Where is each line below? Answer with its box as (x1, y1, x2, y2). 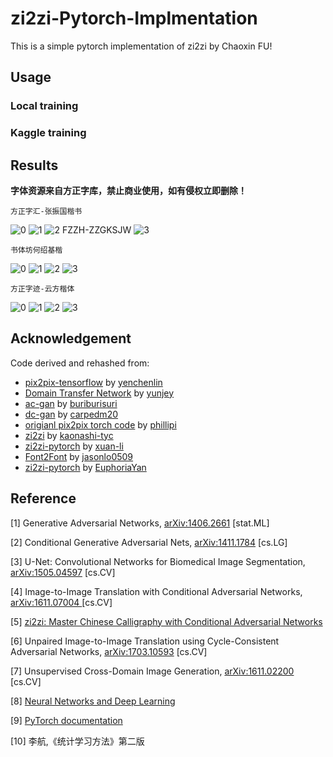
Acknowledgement (10, 330, 132, 347)
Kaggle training (10, 126, 87, 140)
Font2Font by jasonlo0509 (24, 450, 134, 462)
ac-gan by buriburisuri (24, 397, 118, 409)
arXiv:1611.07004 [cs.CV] (10, 596, 113, 608)
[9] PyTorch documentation (10, 714, 123, 726)
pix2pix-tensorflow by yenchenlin (24, 376, 163, 388)
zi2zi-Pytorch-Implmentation (10, 7, 258, 30)
